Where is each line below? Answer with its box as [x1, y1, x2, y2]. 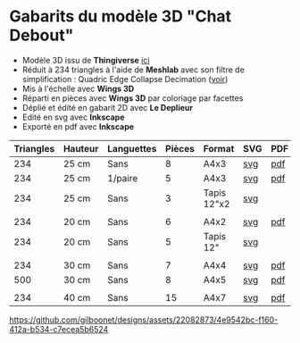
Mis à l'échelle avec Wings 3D [21, 83, 135, 94]
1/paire [106, 171, 138, 184]
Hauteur [62, 142, 99, 155]
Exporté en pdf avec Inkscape [21, 121, 135, 131]
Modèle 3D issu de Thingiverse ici [21, 54, 150, 65]
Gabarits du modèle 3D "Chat [9, 6, 232, 27]
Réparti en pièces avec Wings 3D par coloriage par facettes [21, 92, 244, 104]
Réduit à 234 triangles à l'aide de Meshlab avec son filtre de [21, 64, 246, 75]
